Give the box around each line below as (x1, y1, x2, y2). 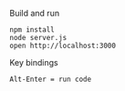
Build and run (9, 8, 60, 18)
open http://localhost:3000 (9, 41, 117, 50)
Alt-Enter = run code (9, 75, 92, 84)
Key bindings (9, 57, 58, 67)
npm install (9, 25, 55, 35)
